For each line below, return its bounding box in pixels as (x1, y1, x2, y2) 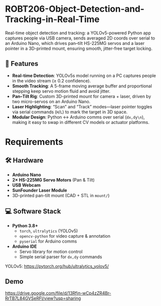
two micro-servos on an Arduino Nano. (12, 99, 91, 104)
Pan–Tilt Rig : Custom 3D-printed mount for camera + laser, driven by (12, 93, 151, 99)
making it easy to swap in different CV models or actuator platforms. (12, 119, 150, 125)
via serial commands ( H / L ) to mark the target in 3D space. (12, 109, 128, 115)
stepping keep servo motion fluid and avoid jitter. (12, 88, 111, 94)
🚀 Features (5, 60, 39, 68)
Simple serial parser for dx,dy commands (19, 254, 102, 260)
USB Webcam (12, 182, 41, 188)
